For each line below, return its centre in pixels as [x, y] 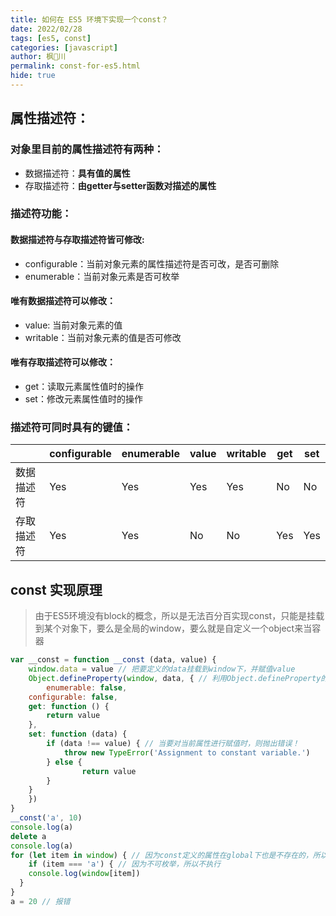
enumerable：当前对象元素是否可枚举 [102, 276]
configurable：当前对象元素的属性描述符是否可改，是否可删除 [152, 263]
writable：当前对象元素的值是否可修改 [103, 337]
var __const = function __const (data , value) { [113, 660]
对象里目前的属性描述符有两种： [87, 149]
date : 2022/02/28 [46, 29]
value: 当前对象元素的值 [73, 325]
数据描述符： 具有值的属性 [77, 173]
